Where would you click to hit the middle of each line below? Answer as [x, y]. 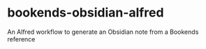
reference [21, 39]
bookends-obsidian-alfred [86, 13]
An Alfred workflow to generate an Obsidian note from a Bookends [103, 32]
